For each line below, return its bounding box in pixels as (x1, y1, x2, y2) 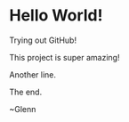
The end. (9, 86, 43, 97)
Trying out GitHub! (9, 35, 77, 45)
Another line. (9, 69, 56, 80)
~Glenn (9, 103, 36, 114)
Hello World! (9, 5, 103, 26)
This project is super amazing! (9, 52, 120, 62)
